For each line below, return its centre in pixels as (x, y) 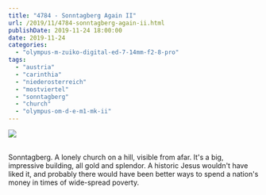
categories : (28, 45)
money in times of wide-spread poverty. (74, 182)
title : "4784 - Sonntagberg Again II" (72, 15)
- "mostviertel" (42, 89)
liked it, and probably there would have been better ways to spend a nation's (133, 174)
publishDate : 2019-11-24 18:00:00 (66, 30)
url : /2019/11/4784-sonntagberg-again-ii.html (87, 23)
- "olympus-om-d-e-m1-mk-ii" (64, 112)
